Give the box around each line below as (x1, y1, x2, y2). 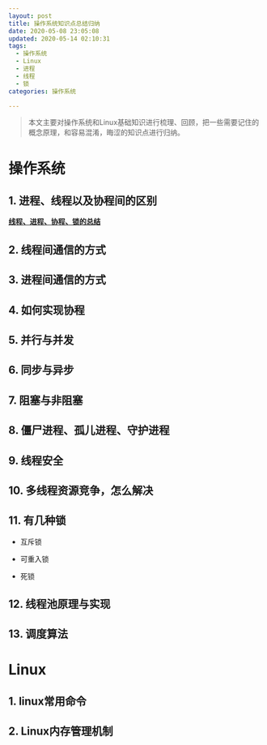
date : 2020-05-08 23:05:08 (8, 27, 100, 35)
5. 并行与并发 (8, 333, 74, 347)
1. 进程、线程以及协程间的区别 (8, 194, 158, 208)
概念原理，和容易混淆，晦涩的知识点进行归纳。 (28, 127, 184, 138)
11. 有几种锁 (8, 514, 66, 528)
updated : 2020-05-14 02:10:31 (8, 34, 111, 43)
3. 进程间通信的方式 (8, 273, 107, 287)
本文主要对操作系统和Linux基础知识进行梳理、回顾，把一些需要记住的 (28, 118, 260, 127)
